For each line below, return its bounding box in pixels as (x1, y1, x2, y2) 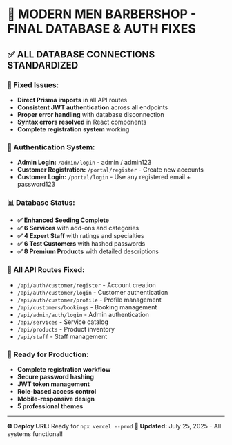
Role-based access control (17, 388, 97, 396)
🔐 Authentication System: (7, 142, 95, 152)
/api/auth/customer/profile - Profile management (17, 296, 162, 304)
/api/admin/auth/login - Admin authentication (17, 310, 150, 318)
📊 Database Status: (7, 198, 76, 208)
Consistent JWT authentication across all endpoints (17, 103, 168, 111)
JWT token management (17, 380, 90, 388)
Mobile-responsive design (17, 394, 95, 403)
